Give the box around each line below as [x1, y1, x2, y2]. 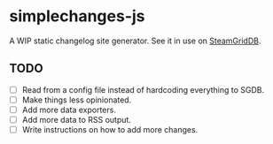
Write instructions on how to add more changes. [21, 125, 199, 134]
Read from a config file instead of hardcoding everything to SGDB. [21, 84, 265, 95]
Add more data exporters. [21, 104, 117, 115]
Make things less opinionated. [21, 95, 132, 105]
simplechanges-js [9, 6, 145, 27]
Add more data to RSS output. [21, 114, 131, 125]
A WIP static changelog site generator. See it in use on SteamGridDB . [9, 35, 261, 46]
